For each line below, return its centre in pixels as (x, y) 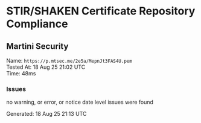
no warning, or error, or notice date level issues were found (80, 102)
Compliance (37, 24)
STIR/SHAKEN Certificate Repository (101, 11)
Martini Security (37, 46)
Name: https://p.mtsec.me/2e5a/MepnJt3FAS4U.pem (69, 61)
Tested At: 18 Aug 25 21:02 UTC (46, 67)
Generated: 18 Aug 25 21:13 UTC (46, 114)
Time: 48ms (21, 73)
